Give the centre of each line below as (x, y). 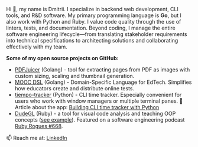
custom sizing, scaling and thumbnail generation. (74, 76)
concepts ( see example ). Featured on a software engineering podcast (100, 120)
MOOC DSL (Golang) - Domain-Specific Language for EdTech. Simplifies (103, 82)
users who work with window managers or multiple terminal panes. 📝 (99, 101)
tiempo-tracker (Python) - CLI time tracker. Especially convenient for (98, 95)
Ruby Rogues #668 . (39, 126)
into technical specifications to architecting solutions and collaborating (92, 40)
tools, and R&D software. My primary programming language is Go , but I (94, 15)
